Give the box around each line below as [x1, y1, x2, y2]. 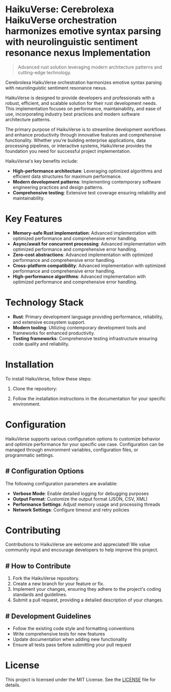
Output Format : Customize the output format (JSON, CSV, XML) [12, 496, 148, 502]
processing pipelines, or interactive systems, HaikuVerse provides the [5, 142, 152, 149]
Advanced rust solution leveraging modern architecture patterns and [17, 64, 162, 70]
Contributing [5, 524, 61, 536]
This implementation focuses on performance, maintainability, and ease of [5, 105, 162, 111]
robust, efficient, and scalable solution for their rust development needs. [5, 100, 157, 106]
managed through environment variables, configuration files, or [5, 447, 139, 453]
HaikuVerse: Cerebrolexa [5, 4, 114, 15]
